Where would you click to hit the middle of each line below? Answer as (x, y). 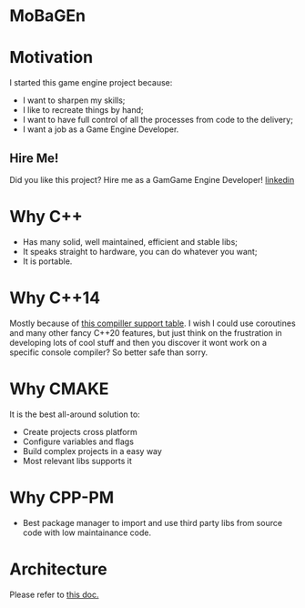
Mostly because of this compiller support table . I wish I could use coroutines (152, 323)
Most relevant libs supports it (77, 461)
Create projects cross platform (80, 431)
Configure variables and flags (78, 441)
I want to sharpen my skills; (74, 100)
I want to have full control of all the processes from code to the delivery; (158, 120)
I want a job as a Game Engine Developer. (101, 129)
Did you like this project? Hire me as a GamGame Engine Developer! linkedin (152, 179)
